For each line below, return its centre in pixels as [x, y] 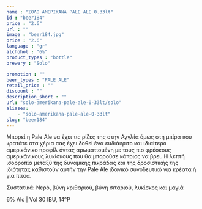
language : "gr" [27, 46]
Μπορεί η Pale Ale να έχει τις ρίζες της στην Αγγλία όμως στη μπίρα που [99, 137]
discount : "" [24, 91]
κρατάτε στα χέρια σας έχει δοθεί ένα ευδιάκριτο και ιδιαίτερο [87, 144]
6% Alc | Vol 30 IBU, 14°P [38, 200]
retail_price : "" [30, 86]
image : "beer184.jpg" [35, 35]
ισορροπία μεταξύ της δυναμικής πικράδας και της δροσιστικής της [92, 163]
